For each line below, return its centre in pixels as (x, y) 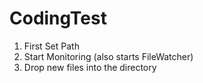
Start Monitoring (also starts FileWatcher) (108, 56)
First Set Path (51, 46)
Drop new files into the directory (90, 67)
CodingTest (58, 18)
